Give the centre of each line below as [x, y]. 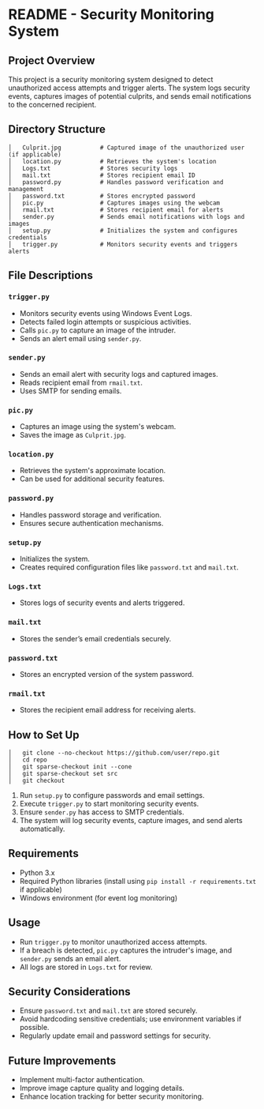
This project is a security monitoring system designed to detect [111, 79]
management [26, 189]
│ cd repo [28, 760]
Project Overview [52, 60]
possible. [34, 1028]
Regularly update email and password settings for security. [115, 1036]
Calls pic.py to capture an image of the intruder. [97, 330]
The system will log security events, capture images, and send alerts [131, 820]
